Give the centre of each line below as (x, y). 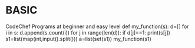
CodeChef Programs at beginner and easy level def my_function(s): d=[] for (97, 26)
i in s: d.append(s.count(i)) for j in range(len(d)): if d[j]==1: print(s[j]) (88, 32)
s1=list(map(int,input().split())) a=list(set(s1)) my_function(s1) (78, 39)
